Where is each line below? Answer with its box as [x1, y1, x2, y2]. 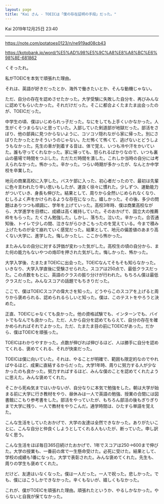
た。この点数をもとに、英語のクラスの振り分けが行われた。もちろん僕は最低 [5, 272, 159, 277]
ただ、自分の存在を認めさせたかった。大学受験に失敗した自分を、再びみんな [5, 96, 159, 102]
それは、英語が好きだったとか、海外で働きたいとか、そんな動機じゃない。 [5, 85, 155, 91]
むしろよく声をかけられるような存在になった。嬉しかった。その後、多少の [5, 196, 155, 202]
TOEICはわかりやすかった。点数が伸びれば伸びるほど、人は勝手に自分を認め [5, 339, 159, 345]
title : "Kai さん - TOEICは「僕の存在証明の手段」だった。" [5, 12, 117, 17]
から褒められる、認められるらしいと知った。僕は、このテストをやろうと [9, 294, 155, 300]
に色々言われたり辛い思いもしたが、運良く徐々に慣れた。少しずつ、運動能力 [5, 184, 159, 189]
